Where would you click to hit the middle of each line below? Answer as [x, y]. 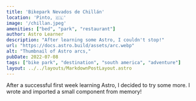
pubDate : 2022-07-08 [33, 57]
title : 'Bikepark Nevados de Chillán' [55, 12]
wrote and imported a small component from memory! [74, 92]
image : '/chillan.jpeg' [37, 23]
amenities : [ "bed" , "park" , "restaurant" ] [61, 29]
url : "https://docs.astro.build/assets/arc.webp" [71, 46]
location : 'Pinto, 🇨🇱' [37, 18]
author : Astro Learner [35, 34]
